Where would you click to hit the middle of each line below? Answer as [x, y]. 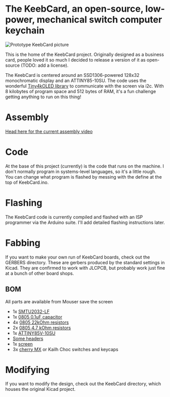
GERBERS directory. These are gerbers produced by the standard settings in [85, 262]
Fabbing [23, 243]
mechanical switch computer [99, 20]
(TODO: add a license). [45, 65]
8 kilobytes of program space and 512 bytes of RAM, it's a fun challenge [81, 91]
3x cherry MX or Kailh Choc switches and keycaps [65, 349]
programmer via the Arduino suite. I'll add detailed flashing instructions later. [85, 222]
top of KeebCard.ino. [27, 182]
